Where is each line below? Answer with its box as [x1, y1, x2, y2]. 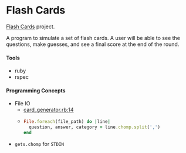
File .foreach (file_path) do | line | [23, 119, 110, 125]
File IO [14, 100, 31, 107]
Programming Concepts [6, 87, 66, 94]
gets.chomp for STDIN [14, 140, 65, 147]
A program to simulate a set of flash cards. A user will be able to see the [6, 34, 181, 41]
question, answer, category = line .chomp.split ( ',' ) [28, 124, 160, 130]
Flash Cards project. [6, 23, 55, 30]
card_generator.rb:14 [23, 107, 74, 114]
